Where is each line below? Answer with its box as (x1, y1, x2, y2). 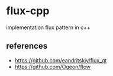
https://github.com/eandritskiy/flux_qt (14, 56, 107, 64)
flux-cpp (6, 4, 50, 18)
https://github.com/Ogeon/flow (14, 63, 91, 70)
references (6, 41, 48, 51)
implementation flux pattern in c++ (6, 24, 91, 31)
